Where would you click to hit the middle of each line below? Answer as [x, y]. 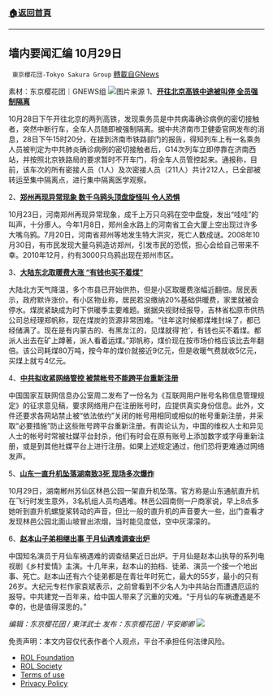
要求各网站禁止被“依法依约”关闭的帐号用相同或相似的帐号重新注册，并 [140, 415]
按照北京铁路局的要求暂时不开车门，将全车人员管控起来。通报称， [140, 159]
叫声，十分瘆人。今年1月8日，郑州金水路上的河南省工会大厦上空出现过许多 [133, 224]
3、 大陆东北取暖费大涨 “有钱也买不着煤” [76, 272]
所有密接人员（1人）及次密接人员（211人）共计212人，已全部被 [156, 170]
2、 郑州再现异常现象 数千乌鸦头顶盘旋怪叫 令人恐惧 [94, 198]
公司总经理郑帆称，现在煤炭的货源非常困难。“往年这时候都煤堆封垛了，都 [131, 320]
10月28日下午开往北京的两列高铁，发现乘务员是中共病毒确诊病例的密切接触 [134, 119]
